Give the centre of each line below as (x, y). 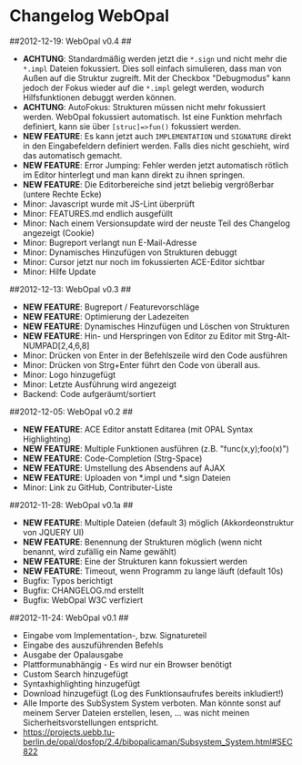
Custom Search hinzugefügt (75, 674)
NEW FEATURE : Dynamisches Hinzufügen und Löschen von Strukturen (156, 326)
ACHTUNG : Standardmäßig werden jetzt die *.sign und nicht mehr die (155, 58)
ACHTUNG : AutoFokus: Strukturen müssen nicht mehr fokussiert (144, 107)
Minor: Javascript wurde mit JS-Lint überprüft (109, 204)
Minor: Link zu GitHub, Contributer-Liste (97, 487)
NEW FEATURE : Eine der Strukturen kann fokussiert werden (135, 561)
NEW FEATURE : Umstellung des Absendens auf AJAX (124, 468)
